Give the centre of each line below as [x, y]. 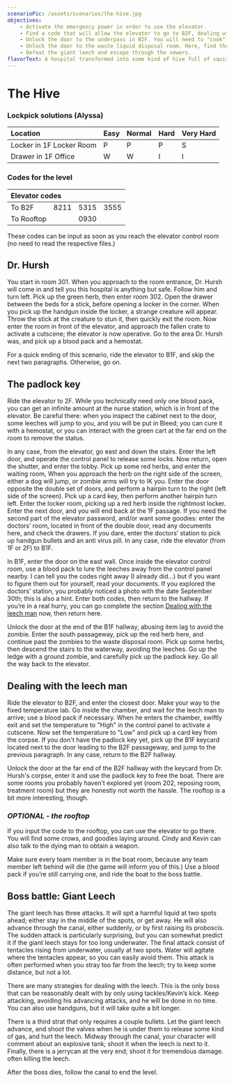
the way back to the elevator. [49, 664]
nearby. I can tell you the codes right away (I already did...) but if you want [114, 576]
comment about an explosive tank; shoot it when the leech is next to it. [109, 1044]
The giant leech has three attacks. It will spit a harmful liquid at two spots [112, 913]
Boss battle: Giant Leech [62, 896]
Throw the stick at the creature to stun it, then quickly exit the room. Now [112, 319]
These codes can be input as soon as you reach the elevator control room [113, 236]
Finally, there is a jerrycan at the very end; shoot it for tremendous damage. [116, 1052]
